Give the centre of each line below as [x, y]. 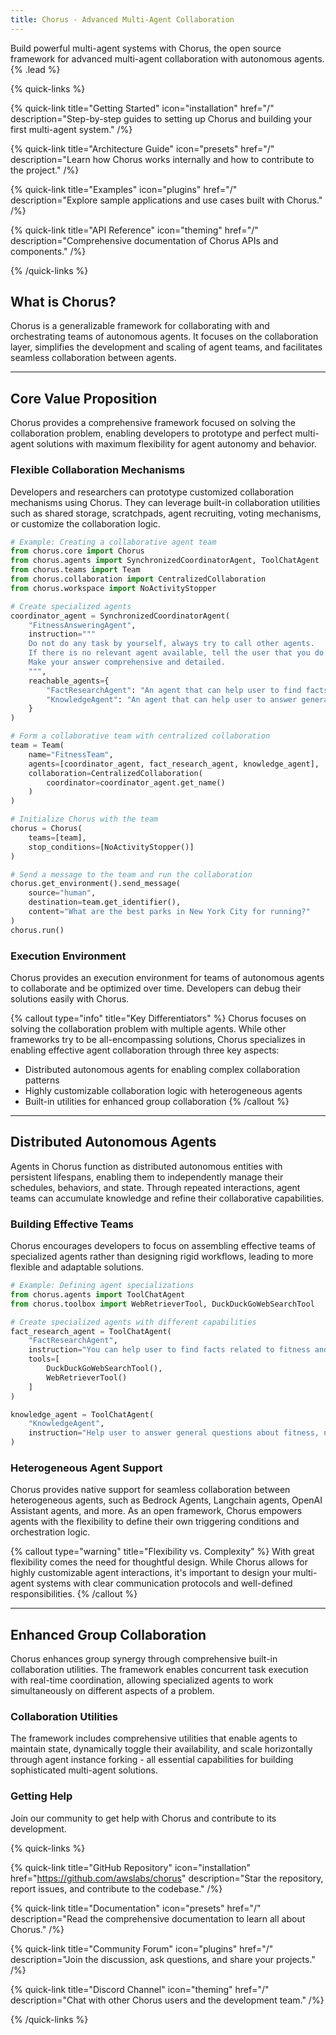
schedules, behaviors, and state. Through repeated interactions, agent [155, 1187]
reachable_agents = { [69, 681]
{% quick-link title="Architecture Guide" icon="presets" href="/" [142, 148]
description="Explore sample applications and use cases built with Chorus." [166, 200]
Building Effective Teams [72, 1224]
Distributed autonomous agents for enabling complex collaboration [162, 1069]
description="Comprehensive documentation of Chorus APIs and [144, 240]
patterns [42, 1080]
